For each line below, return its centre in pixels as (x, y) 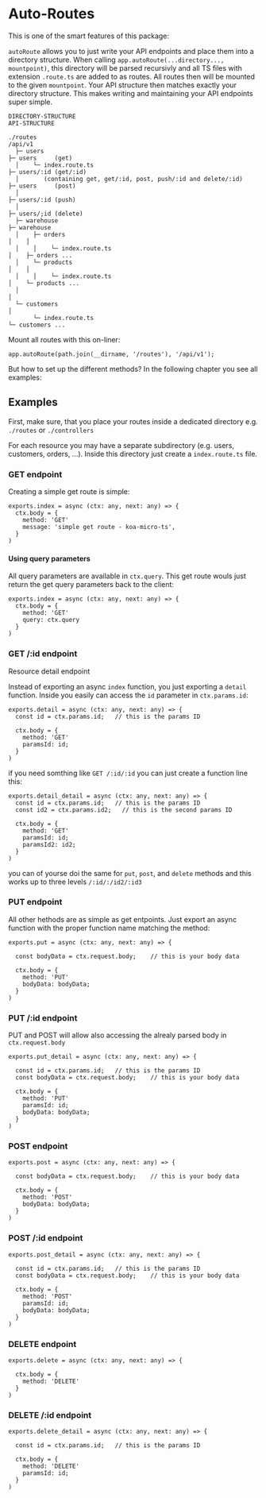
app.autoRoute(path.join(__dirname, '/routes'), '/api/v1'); (112, 354)
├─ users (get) (40, 158)
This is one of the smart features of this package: (89, 36)
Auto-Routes (52, 14)
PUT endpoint (35, 902)
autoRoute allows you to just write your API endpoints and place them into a (131, 51)
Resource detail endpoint (49, 671)
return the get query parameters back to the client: (91, 585)
